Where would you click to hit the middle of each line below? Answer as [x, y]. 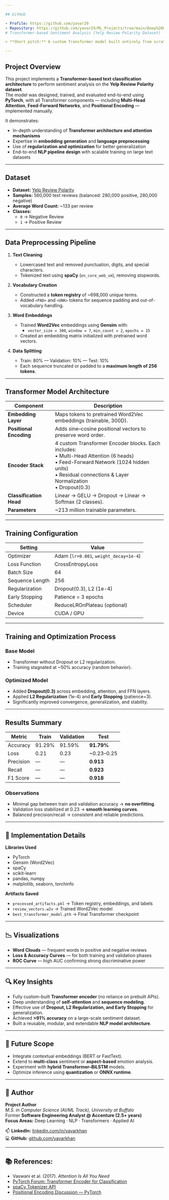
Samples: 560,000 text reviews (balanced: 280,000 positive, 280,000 [85, 195]
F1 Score [19, 778]
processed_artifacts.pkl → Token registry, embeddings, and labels [82, 904]
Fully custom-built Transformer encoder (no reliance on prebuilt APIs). [86, 996]
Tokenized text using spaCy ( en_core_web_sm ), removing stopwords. [90, 275]
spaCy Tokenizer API [34, 1187]
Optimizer [19, 556]
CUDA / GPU [69, 614]
